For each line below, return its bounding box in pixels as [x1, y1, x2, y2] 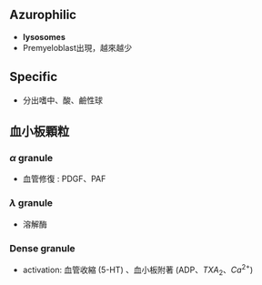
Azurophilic [9, 7, 77, 23]
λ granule [9, 197, 53, 209]
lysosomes [22, 31, 65, 42]
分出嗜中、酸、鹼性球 [22, 95, 103, 106]
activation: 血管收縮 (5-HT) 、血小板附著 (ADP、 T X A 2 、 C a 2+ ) [22, 262, 254, 277]
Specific [9, 69, 58, 85]
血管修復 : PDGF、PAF [22, 173, 106, 185]
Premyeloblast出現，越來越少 [22, 42, 133, 53]
